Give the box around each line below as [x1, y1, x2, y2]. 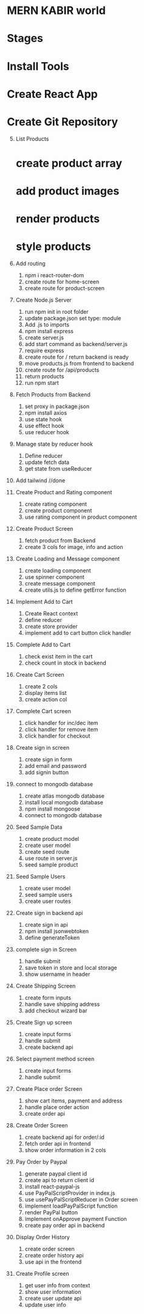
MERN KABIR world [7, 4, 106, 18]
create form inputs [24, 994, 72, 1001]
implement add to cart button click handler [24, 629, 131, 637]
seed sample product [24, 861, 78, 868]
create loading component [24, 567, 91, 575]
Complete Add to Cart [15, 641, 71, 648]
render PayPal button [24, 1209, 78, 1216]
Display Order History [15, 1234, 70, 1241]
